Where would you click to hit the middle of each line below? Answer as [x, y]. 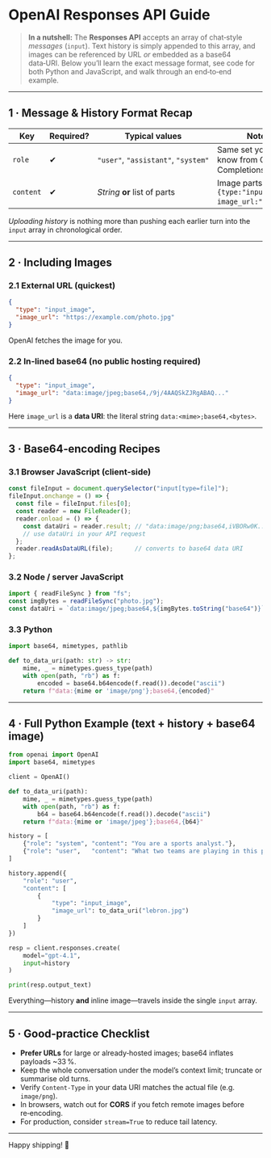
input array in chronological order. [65, 229]
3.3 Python [30, 630]
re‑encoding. [41, 1114]
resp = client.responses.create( [65, 948]
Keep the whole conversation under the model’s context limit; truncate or [141, 1070]
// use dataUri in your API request [85, 534]
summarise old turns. [55, 1079]
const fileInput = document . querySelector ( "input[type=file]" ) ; [119, 489]
